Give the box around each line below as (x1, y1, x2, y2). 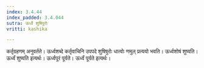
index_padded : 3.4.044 (6, 15, 64, 21)
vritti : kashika (6, 25, 47, 32)
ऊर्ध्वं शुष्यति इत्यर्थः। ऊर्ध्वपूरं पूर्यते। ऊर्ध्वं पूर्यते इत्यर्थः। (6, 55, 111, 62)
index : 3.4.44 (6, 8, 43, 15)
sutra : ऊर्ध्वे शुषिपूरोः (6, 20, 48, 26)
